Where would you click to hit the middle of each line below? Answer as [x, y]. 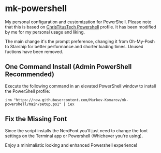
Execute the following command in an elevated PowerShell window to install [80, 86]
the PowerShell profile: [28, 91]
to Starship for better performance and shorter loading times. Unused [74, 46]
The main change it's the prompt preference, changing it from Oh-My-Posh [80, 41]
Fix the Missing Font [36, 119]
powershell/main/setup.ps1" [33, 104]
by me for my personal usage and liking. [45, 32]
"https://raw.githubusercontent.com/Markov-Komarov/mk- [71, 100]
